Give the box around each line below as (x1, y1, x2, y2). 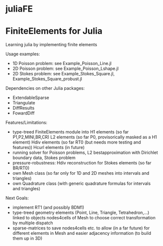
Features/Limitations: (5, 120, 47, 126)
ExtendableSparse (12, 95, 49, 100)
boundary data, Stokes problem (12, 155, 76, 161)
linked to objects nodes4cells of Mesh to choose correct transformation (12, 215, 156, 221)
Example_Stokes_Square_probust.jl (12, 76, 83, 82)
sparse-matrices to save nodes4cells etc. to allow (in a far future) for (12, 225, 150, 231)
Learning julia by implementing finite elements (5, 42, 97, 48)
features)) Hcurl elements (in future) (12, 145, 85, 150)
